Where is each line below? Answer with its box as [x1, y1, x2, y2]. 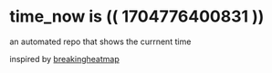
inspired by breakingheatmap [9, 53, 120, 64]
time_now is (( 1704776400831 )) [9, 6, 265, 27]
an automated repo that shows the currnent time [9, 36, 192, 47]
